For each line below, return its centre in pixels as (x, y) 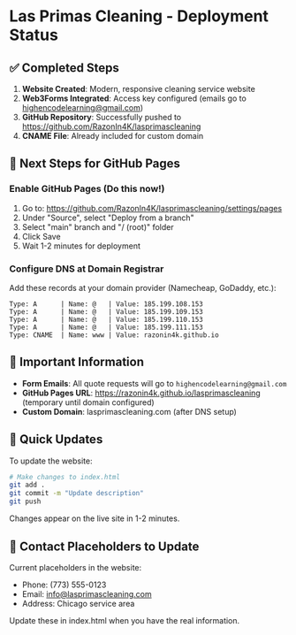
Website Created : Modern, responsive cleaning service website (139, 89)
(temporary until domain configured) (88, 402)
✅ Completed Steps (64, 68)
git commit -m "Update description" (76, 493)
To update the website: (51, 461)
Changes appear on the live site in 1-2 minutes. (95, 518)
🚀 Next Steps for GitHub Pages (95, 164)
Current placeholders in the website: (76, 567)
